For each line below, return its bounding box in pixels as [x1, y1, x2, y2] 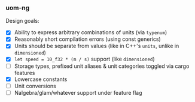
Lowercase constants [14, 76, 68, 83]
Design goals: [5, 17, 39, 25]
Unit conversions [14, 82, 56, 89]
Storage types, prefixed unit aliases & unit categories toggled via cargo [14, 62, 190, 70]
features [14, 69, 35, 76]
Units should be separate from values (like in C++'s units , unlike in [14, 43, 179, 50]
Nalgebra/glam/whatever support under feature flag [14, 89, 142, 96]
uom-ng [5, 4, 30, 12]
